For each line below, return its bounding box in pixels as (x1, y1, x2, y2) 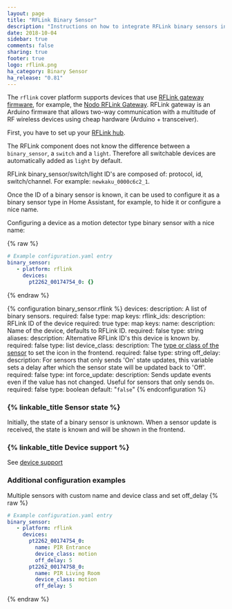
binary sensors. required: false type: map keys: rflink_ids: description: (7, 311, 206, 320)
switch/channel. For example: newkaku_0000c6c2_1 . (7, 177, 151, 186)
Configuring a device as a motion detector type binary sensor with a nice (7, 219, 215, 227)
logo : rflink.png (7, 61, 57, 68)
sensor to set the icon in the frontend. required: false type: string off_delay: (7, 348, 221, 356)
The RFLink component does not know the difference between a (7, 142, 191, 151)
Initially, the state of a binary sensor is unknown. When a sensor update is (7, 418, 217, 427)
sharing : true (7, 49, 48, 56)
